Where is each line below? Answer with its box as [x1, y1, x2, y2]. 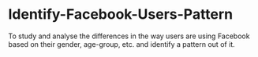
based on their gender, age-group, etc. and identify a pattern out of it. [8, 39, 235, 48]
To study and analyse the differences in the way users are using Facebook [8, 31, 250, 41]
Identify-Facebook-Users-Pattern [8, 5, 234, 23]
